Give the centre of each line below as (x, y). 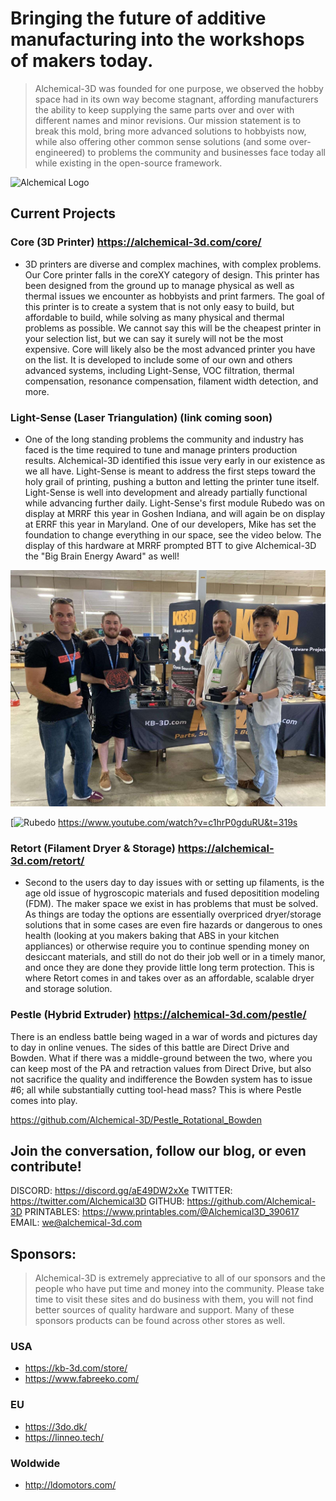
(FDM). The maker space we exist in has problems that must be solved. (171, 904)
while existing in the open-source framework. (128, 163)
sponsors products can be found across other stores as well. (160, 1321)
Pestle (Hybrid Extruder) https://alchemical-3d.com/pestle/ (158, 1015)
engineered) (60, 152)
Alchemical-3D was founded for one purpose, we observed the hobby (179, 88)
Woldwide (35, 1463)
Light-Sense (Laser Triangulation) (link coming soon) (141, 417)
